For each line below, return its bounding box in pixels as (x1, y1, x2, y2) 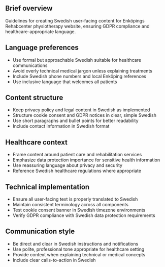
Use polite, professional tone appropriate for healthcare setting (12, 246, 145, 252)
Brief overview (5, 4, 53, 13)
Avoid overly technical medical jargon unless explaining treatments (12, 67, 152, 74)
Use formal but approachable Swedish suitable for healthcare (12, 57, 141, 63)
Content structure (5, 93, 63, 102)
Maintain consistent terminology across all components (12, 202, 128, 208)
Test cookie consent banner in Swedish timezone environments (12, 207, 146, 213)
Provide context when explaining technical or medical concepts (12, 251, 146, 257)
